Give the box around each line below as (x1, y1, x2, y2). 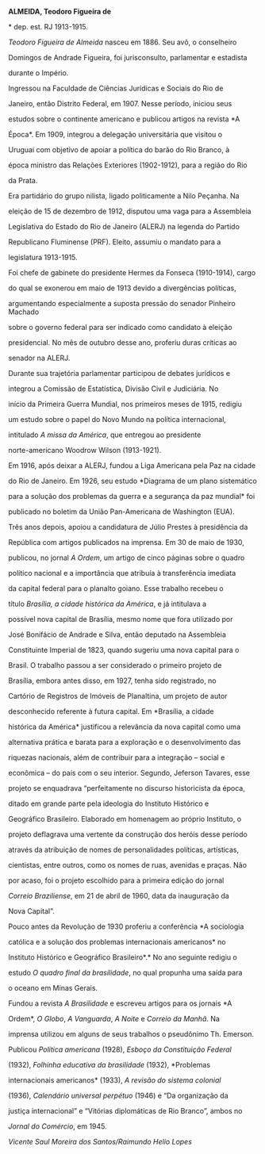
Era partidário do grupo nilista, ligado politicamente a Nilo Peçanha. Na (8, 191, 240, 201)
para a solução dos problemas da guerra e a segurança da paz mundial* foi (8, 492, 255, 500)
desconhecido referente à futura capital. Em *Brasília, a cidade (8, 707, 214, 716)
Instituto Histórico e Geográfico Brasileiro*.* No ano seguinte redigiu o (8, 953, 238, 962)
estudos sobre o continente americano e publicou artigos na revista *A (8, 114, 240, 124)
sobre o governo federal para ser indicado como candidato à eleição (8, 323, 232, 332)
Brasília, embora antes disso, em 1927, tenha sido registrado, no (8, 676, 217, 685)
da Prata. (8, 176, 38, 185)
